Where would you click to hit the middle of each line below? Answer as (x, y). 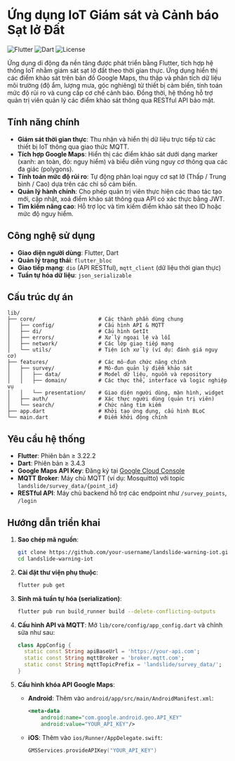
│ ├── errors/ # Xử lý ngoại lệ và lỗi (89, 338)
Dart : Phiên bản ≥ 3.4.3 (51, 464)
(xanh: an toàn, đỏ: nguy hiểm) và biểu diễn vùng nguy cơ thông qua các (122, 161)
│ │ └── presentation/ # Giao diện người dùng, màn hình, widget (116, 393)
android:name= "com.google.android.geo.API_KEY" (112, 718)
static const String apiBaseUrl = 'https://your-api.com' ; (112, 652)
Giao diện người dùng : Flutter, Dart (68, 252)
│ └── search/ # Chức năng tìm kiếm (84, 405)
